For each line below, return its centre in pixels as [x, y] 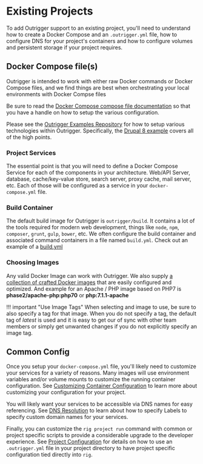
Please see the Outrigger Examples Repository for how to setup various [95, 124]
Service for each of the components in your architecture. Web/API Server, [98, 173]
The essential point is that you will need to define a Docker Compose [92, 166]
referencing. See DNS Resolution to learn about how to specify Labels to [97, 410]
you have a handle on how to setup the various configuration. [83, 112]
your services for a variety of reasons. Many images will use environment [98, 373]
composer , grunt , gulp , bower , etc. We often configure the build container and [101, 234]
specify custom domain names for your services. [67, 417]
